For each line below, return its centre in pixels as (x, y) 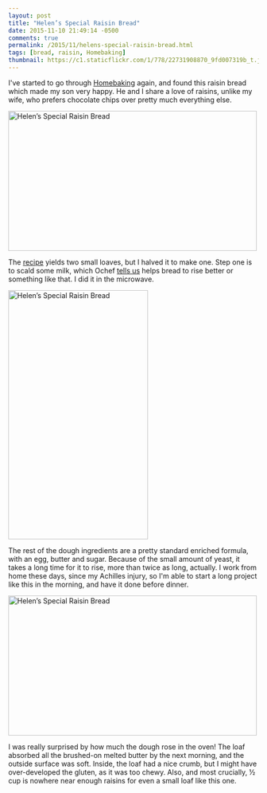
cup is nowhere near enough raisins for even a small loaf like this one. (122, 780)
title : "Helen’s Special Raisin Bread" (74, 23)
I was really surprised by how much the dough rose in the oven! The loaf (127, 747)
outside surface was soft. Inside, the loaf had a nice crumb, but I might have (133, 764)
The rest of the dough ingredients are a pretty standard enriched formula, (128, 550)
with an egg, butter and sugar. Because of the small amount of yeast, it (124, 559)
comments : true (33, 38)
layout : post (30, 16)
